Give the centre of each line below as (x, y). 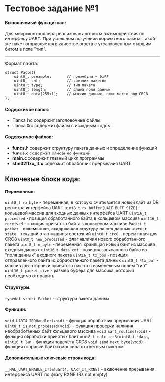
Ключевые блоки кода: (42, 179)
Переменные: (20, 191)
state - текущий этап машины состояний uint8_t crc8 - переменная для (81, 234)
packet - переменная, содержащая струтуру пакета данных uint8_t (76, 229)
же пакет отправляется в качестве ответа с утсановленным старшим (78, 44)
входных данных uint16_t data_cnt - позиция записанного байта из (76, 250)
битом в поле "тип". (26, 49)
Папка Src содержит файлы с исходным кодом (61, 125)
